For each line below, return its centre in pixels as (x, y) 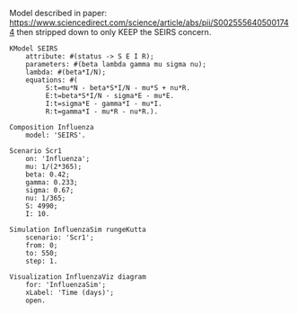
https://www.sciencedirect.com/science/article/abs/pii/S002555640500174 (149, 22)
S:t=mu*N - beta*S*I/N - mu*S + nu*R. (118, 88)
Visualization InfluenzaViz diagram (78, 277)
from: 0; (42, 246)
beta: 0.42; (48, 175)
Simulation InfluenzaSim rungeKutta (78, 229)
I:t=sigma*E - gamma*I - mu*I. (104, 103)
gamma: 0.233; (52, 183)
